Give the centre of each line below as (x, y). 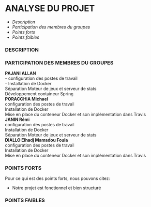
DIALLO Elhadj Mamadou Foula (37, 140)
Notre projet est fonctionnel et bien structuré (57, 188)
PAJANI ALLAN (21, 74)
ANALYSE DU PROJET (50, 8)
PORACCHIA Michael (27, 99)
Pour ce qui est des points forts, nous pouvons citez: (58, 178)
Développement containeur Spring (39, 94)
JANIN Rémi (17, 119)
